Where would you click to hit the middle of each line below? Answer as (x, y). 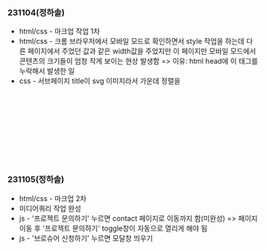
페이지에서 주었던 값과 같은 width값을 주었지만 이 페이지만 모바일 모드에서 (142, 51)
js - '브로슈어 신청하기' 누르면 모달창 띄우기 (86, 238)
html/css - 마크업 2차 (53, 198)
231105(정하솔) (36, 180)
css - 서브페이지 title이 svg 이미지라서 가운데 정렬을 (100, 81)
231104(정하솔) (36, 12)
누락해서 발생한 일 (47, 71)
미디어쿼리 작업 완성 (50, 208)
